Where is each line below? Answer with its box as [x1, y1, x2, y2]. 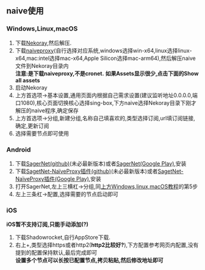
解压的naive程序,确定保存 [15, 106, 79, 114]
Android [6, 145, 31, 154]
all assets [15, 76, 40, 84]
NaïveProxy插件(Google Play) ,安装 [15, 175, 102, 182]
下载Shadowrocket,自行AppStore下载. [15, 234, 111, 241]
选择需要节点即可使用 [15, 130, 69, 137]
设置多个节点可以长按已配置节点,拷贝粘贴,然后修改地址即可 [15, 257, 164, 264]
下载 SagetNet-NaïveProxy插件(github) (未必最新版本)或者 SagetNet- [15, 167, 184, 175]
